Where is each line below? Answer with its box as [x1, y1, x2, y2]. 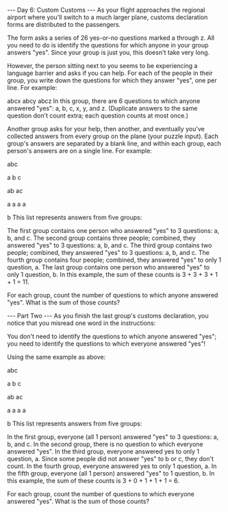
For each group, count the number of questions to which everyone [7, 490, 195, 498]
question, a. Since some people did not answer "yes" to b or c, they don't [7, 455, 214, 463]
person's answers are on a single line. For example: [7, 147, 152, 155]
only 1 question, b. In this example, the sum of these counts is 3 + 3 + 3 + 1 [7, 271, 218, 278]
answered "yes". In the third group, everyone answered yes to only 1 [7, 447, 200, 456]
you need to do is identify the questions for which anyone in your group [7, 41, 209, 49]
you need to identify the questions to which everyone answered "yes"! [7, 340, 206, 348]
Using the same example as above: [7, 353, 106, 361]
